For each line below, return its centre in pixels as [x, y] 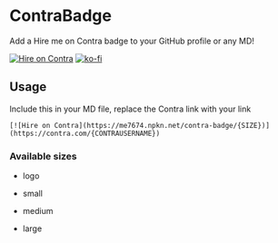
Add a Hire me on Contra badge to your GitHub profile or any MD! [132, 41]
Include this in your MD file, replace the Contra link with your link [130, 109]
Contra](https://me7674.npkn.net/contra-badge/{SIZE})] [162, 125]
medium [38, 211]
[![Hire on [30, 125]
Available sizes [43, 156]
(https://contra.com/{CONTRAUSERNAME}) [85, 133]
